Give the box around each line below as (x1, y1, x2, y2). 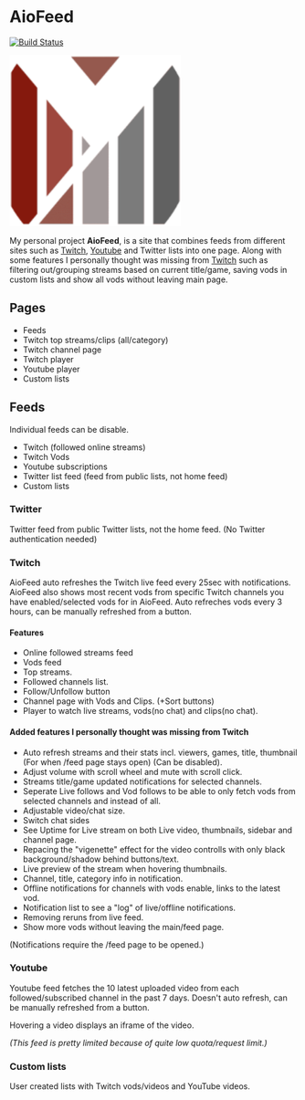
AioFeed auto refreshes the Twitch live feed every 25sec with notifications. (9, 577, 291, 588)
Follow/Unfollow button (22, 686, 111, 697)
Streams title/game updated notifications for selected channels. (22, 776, 262, 787)
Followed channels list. (22, 676, 110, 687)
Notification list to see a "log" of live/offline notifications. (22, 902, 236, 913)
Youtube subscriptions (22, 461, 108, 472)
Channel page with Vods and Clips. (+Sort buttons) (22, 696, 215, 707)
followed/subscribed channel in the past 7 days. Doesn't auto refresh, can (9, 992, 288, 1003)
